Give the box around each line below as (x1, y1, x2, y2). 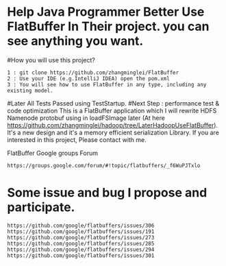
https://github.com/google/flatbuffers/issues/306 (7, 222, 155, 229)
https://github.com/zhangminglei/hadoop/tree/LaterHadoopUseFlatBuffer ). (7, 121, 218, 129)
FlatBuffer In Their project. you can (7, 19, 210, 34)
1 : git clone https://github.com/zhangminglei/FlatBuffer (7, 69, 179, 76)
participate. (7, 199, 75, 215)
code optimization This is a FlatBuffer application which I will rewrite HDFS (7, 106, 217, 114)
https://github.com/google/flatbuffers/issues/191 (7, 228, 155, 235)
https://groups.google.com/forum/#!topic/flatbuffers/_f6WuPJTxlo (7, 162, 201, 169)
